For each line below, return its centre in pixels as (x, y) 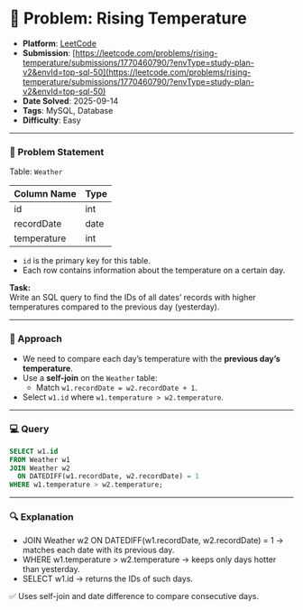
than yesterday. (51, 568)
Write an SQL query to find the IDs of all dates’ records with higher (133, 298)
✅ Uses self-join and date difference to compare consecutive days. (134, 596)
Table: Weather (36, 171)
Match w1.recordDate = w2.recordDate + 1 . (117, 387)
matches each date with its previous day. (98, 550)
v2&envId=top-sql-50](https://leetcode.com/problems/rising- (137, 72)
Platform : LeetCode (60, 43)
